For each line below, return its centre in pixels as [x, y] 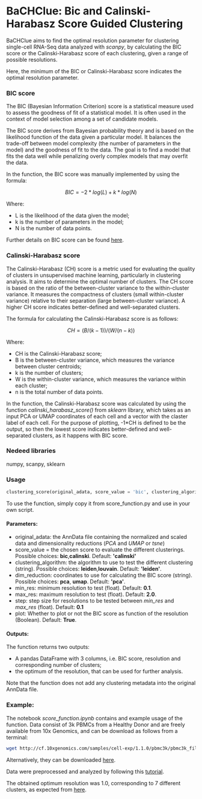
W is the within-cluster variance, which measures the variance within [100, 379]
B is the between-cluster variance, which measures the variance [95, 360]
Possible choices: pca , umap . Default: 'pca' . [70, 582]
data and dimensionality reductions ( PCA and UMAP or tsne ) [90, 543]
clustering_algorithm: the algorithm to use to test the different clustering [104, 562]
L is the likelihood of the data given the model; [72, 216]
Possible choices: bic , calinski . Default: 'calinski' [75, 556]
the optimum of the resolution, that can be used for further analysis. [99, 672]
